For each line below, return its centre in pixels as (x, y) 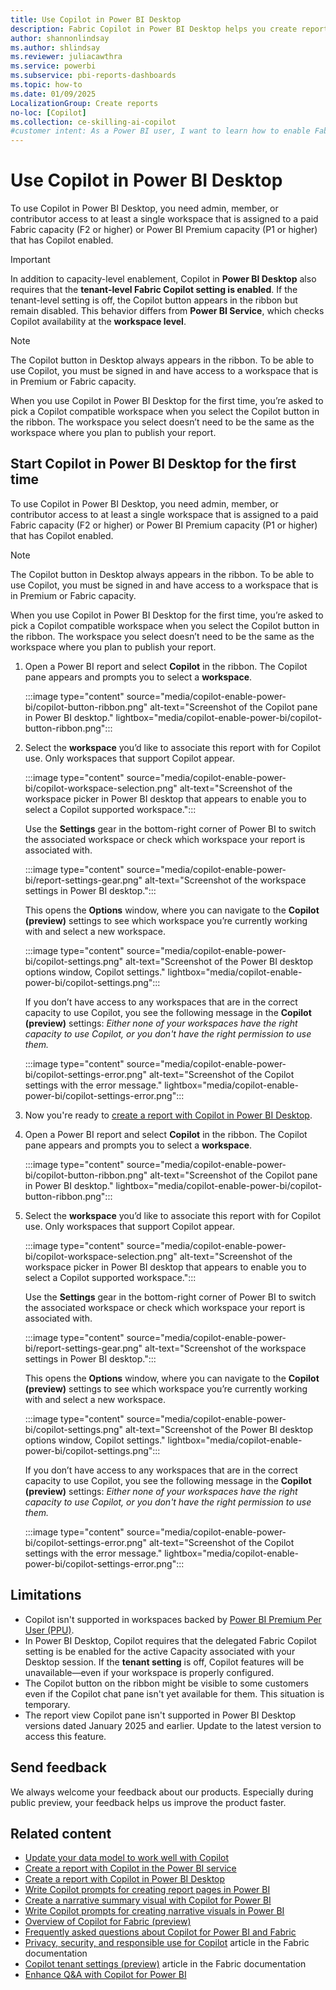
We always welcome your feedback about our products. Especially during (162, 1792)
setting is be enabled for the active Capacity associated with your (160, 1651)
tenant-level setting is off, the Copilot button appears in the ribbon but (154, 300)
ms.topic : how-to (46, 85)
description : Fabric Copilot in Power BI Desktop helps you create (154, 29)
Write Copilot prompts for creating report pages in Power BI (147, 1890)
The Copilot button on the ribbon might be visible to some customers (167, 1683)
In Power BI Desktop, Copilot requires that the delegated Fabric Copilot (170, 1640)
